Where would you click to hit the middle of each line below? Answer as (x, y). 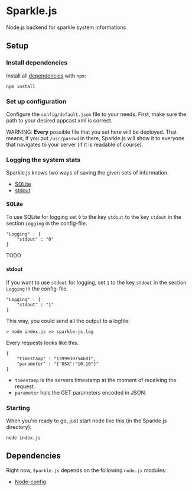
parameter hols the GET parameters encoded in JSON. (80, 392)
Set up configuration (36, 101)
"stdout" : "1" (35, 305)
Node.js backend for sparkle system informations (66, 27)
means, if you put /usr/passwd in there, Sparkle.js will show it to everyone (95, 138)
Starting (18, 408)
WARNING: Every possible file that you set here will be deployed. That (92, 132)
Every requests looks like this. (42, 343)
